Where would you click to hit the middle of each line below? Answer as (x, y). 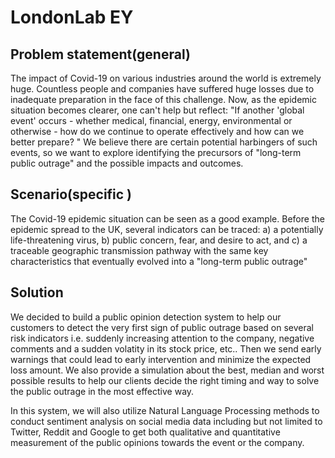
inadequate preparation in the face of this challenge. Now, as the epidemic (163, 99)
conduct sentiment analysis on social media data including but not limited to (166, 421)
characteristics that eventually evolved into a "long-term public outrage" (159, 261)
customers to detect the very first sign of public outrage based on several (162, 327)
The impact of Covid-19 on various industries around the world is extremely (166, 78)
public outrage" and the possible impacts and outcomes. (127, 163)
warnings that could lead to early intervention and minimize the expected (161, 359)
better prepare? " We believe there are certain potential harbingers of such (164, 142)
